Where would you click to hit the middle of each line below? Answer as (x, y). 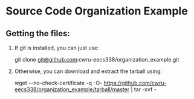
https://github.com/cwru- (135, 83)
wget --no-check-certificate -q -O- (58, 83)
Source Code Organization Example (97, 11)
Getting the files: (38, 34)
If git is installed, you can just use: (57, 48)
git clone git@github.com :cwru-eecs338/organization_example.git (97, 59)
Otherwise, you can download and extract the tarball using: (88, 71)
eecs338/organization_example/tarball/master (72, 89)
